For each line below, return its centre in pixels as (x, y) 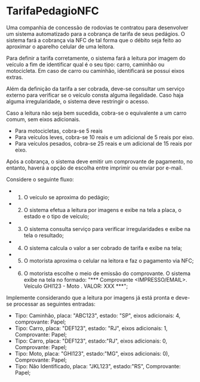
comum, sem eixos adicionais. (43, 119)
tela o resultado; (44, 235)
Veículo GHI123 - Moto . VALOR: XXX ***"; (76, 286)
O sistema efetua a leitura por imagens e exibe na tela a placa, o (103, 210)
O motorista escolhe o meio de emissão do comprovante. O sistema (107, 273)
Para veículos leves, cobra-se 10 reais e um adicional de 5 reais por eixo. (104, 137)
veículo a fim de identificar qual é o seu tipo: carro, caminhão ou (85, 64)
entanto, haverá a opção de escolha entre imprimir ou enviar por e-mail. (95, 168)
